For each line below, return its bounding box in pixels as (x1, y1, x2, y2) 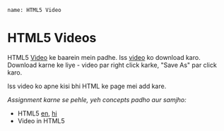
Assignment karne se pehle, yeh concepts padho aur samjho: (7, 95, 187, 104)
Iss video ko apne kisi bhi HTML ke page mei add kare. (7, 82, 167, 90)
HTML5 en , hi (17, 109, 58, 118)
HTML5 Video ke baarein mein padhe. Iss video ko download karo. (7, 53, 201, 61)
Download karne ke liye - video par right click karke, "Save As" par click (7, 61, 217, 69)
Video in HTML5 (17, 116, 65, 125)
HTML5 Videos (7, 30, 97, 46)
